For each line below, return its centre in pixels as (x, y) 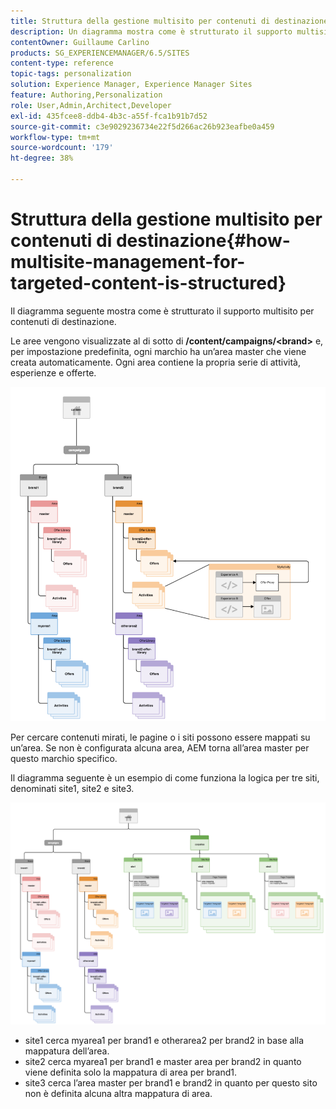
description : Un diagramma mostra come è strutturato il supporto (151, 31)
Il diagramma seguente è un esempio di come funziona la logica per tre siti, (165, 777)
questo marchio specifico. (64, 758)
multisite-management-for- (128, 262)
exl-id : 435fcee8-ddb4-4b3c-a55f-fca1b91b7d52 (109, 116)
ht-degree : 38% (42, 158)
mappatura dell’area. (67, 1051)
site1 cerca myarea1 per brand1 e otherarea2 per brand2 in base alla (164, 1041)
